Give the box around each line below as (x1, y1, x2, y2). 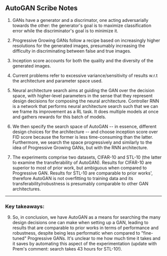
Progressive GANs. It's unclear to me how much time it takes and (27, 236, 161, 242)
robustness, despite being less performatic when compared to (12, 230, 140, 236)
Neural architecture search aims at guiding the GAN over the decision (12, 87, 155, 93)
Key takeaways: (5, 203, 45, 210)
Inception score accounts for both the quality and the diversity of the (12, 57, 154, 64)
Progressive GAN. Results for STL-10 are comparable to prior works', (12, 170, 153, 176)
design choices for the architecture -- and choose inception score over (12, 129, 158, 135)
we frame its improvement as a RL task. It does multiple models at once (12, 108, 159, 114)
